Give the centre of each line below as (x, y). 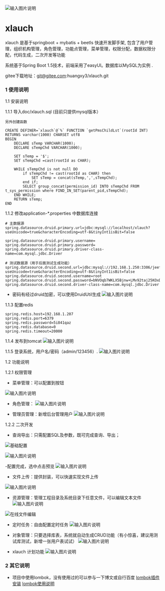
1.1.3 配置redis (19, 305)
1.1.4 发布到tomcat (23, 341)
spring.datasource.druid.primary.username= (50, 241)
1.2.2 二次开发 (19, 424)
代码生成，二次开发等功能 (39, 55)
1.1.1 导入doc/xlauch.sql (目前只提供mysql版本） (53, 112)
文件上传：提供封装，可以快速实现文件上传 (55, 477)
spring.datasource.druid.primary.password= (50, 245)
